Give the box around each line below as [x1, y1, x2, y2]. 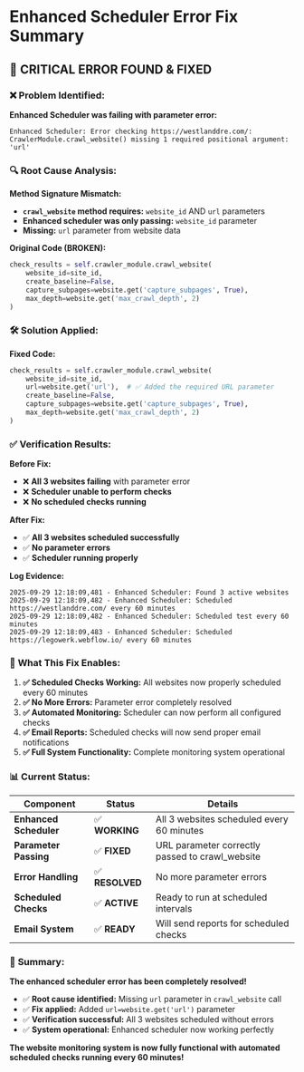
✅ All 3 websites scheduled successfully [22, 532, 180, 543]
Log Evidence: [9, 571, 65, 582]
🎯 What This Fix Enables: [9, 657, 120, 670]
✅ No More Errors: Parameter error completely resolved [22, 697, 233, 708]
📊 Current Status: [9, 770, 90, 783]
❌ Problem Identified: [9, 89, 106, 101]
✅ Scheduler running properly [22, 553, 138, 564]
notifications [22, 737, 70, 748]
